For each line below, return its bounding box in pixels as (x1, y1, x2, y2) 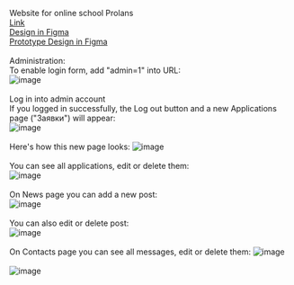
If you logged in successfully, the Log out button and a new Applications (9, 103, 277, 113)
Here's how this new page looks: (9, 141, 130, 152)
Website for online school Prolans (9, 8, 134, 18)
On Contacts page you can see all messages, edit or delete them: (9, 246, 252, 257)
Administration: (9, 56, 66, 66)
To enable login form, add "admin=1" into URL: (9, 65, 182, 76)
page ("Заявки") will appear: (9, 112, 116, 123)
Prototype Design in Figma (9, 36, 108, 47)
